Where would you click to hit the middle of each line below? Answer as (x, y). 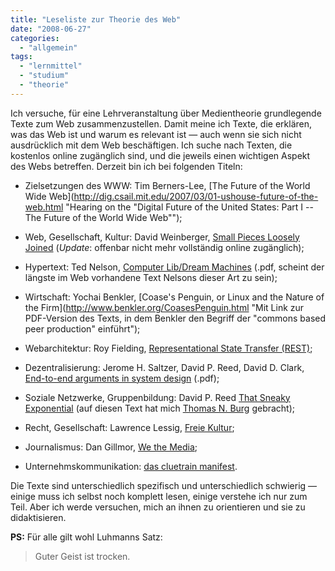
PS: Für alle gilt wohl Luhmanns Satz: (86, 537)
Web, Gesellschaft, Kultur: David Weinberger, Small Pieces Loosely (162, 237)
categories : (35, 38)
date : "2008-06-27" (51, 29)
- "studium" (44, 76)
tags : (21, 57)
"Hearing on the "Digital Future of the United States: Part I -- (189, 207)
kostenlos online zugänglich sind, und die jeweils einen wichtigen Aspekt (160, 155)
